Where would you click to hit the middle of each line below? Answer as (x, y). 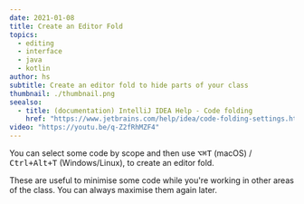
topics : (24, 34)
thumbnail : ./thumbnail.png (62, 93)
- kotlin (34, 69)
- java (30, 60)
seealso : (26, 102)
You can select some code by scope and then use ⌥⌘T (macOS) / (131, 153)
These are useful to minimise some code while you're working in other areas (152, 180)
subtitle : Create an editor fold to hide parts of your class (129, 85)
